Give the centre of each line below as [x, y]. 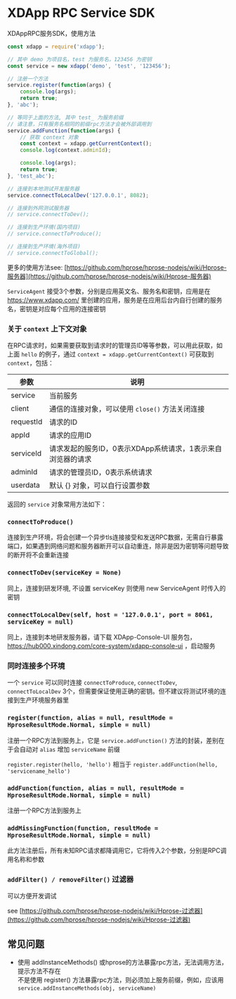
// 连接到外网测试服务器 [38, 208]
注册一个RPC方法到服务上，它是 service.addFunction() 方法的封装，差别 [113, 740]
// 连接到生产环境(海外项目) [44, 247]
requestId [27, 422]
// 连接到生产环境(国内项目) [44, 227]
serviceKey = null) [40, 622]
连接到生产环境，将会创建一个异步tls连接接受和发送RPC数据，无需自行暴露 [115, 537]
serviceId [26, 453]
